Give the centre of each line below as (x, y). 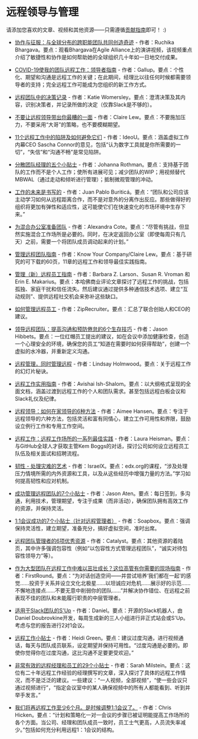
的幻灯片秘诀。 (33, 371)
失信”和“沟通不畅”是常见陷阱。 (67, 152)
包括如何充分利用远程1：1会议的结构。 (71, 730)
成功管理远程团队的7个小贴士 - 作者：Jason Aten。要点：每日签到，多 (100, 493)
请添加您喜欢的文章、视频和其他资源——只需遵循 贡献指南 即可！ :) (86, 30)
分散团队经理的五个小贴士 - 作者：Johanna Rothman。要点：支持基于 (99, 164)
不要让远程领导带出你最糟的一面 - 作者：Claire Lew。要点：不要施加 (98, 117)
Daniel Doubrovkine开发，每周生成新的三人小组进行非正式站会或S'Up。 (102, 618)
